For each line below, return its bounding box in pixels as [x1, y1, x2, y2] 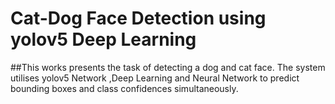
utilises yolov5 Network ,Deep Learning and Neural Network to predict [10, 72, 300, 84]
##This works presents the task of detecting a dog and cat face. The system [10, 61, 326, 73]
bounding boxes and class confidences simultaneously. [10, 82, 239, 94]
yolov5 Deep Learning [10, 28, 197, 51]
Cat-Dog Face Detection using [10, 7, 267, 30]
